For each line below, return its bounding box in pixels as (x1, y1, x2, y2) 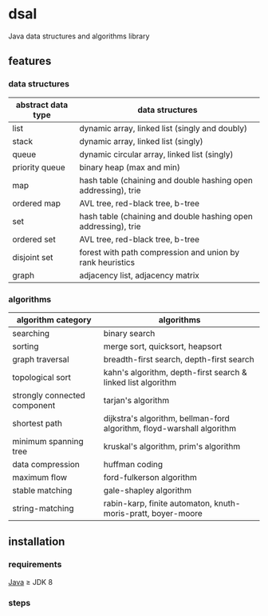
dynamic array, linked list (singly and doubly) (79, 122, 247, 134)
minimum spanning (12, 435, 84, 446)
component (12, 399, 56, 410)
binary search (103, 327, 156, 338)
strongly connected (12, 390, 85, 401)
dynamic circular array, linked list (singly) (79, 149, 234, 160)
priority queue (12, 162, 65, 173)
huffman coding (103, 458, 164, 470)
